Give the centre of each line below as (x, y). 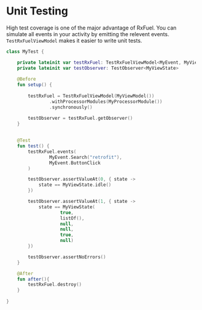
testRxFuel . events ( (52, 152)
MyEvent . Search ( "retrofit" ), (85, 157)
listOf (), (72, 218)
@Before (26, 79)
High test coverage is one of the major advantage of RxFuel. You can (91, 28)
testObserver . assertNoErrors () (67, 257)
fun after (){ (33, 279)
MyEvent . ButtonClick (75, 163)
